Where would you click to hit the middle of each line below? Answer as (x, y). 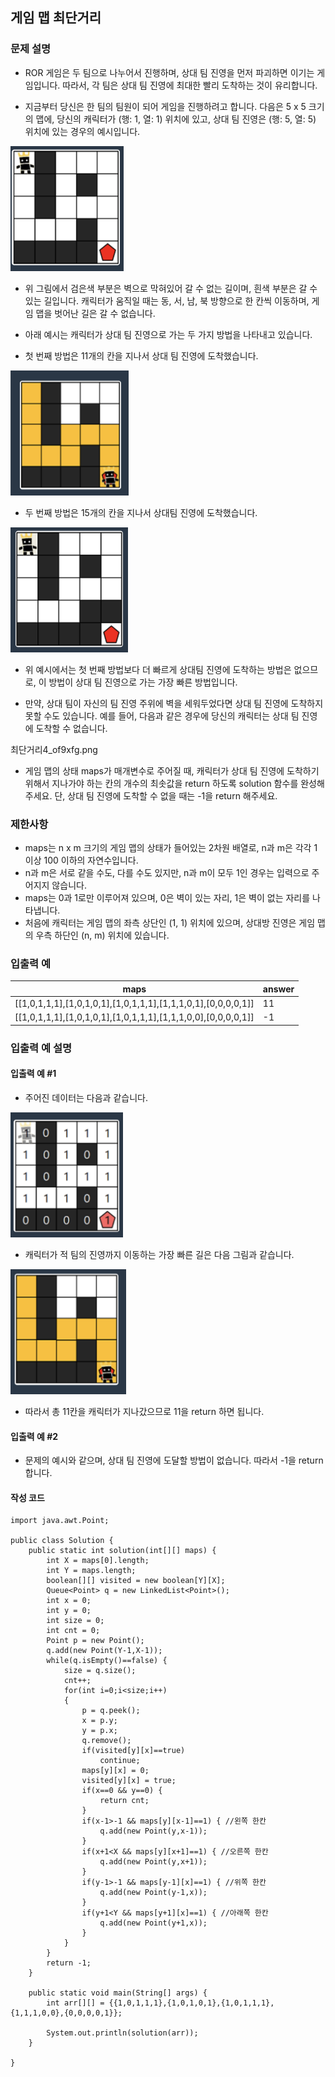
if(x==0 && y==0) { (122, 1791)
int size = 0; (75, 1621)
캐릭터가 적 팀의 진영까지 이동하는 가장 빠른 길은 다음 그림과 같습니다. (159, 1254)
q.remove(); (106, 1741)
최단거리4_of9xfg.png (54, 749)
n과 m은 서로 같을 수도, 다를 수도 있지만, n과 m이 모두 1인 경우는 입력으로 (167, 872)
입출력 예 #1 (33, 1074)
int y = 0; (69, 1611)
